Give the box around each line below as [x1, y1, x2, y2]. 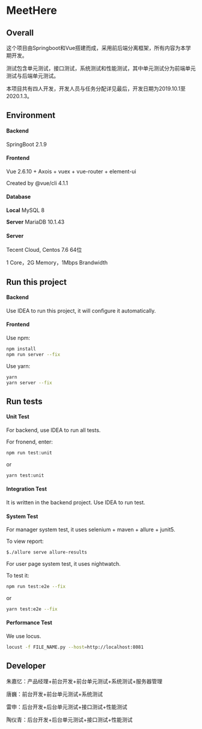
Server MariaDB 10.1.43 [6, 218, 65, 225]
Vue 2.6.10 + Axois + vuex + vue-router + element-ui [6, 167, 136, 175]
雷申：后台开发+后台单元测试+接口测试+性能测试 [6, 703, 127, 710]
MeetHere [6, 4, 57, 17]
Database [6, 193, 31, 201]
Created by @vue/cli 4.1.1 [6, 179, 68, 187]
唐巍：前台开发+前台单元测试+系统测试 [6, 690, 103, 698]
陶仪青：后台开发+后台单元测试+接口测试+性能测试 [6, 716, 133, 723]
